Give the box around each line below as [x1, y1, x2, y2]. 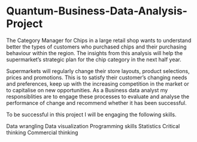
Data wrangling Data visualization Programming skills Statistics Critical [6, 122, 180, 129]
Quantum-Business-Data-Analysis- [6, 4, 187, 18]
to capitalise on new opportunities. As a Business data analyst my [6, 86, 168, 93]
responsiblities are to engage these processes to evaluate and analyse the [6, 93, 190, 100]
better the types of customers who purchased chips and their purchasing [6, 43, 187, 50]
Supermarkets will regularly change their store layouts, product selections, [6, 67, 190, 74]
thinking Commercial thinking [6, 129, 78, 136]
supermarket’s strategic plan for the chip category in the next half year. [6, 56, 181, 63]
